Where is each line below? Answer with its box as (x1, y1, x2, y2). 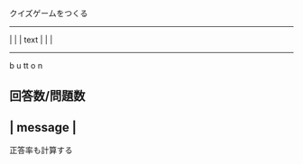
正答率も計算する (9, 145, 73, 156)
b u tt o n (9, 60, 43, 70)
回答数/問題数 (9, 88, 86, 104)
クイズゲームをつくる (9, 8, 88, 18)
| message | (9, 120, 77, 135)
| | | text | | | (9, 34, 53, 45)
